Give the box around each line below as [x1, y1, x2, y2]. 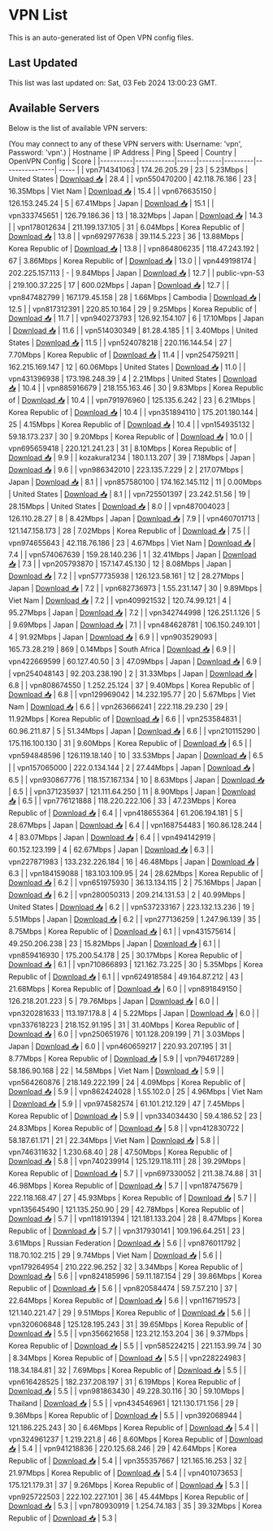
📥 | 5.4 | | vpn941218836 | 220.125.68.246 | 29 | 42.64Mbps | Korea [8, 1443, 237, 1453]
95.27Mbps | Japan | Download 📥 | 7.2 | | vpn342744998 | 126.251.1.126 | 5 [8, 608, 261, 617]
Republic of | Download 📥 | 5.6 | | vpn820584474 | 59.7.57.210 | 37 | [8, 1283, 238, 1293]
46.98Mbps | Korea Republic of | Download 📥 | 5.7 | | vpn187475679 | [8, 1180, 243, 1190]
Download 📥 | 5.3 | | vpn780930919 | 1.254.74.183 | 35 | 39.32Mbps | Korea [8, 1501, 262, 1511]
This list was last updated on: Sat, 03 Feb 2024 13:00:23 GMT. [8, 77, 218, 87]
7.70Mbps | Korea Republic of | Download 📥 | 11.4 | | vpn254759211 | [8, 350, 239, 360]
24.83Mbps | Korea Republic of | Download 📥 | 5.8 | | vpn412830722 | [8, 1123, 244, 1132]
